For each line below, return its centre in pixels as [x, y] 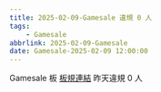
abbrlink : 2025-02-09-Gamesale [69, 43]
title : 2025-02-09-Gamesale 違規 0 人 [81, 18]
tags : [20, 26]
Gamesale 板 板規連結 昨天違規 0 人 [76, 78]
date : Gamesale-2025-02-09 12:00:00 [79, 51]
